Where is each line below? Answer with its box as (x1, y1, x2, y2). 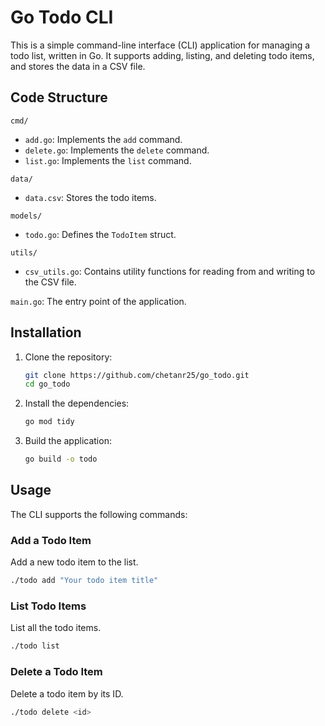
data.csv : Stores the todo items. (24, 191, 157, 203)
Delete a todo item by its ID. (10, 687, 124, 700)
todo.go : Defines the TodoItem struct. (24, 228, 177, 240)
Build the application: (24, 435, 112, 447)
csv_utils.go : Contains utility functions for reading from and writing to (24, 265, 316, 277)
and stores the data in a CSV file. (10, 60, 146, 72)
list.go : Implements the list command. (24, 154, 192, 166)
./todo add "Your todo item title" (10, 576, 159, 586)
